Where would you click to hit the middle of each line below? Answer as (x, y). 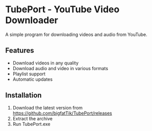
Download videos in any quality (46, 63)
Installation (23, 95)
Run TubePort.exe (32, 124)
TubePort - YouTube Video (62, 9)
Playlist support (29, 74)
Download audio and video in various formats (60, 68)
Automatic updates (32, 79)
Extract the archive (32, 118)
